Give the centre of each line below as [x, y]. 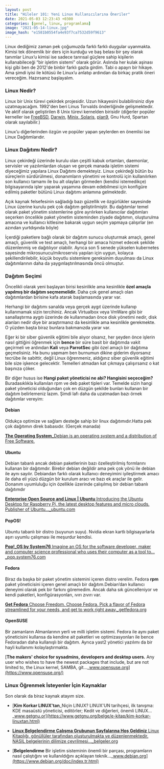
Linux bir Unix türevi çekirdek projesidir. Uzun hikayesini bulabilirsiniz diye [80, 101]
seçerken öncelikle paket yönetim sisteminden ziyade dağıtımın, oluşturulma [82, 217]
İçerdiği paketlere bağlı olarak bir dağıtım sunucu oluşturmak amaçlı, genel [80, 237]
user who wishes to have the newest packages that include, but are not [77, 662]
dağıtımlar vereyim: [24, 399]
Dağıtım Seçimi [23, 276]
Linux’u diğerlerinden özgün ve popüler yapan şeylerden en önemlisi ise [78, 132]
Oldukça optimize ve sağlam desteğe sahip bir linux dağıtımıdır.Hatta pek [78, 421]
